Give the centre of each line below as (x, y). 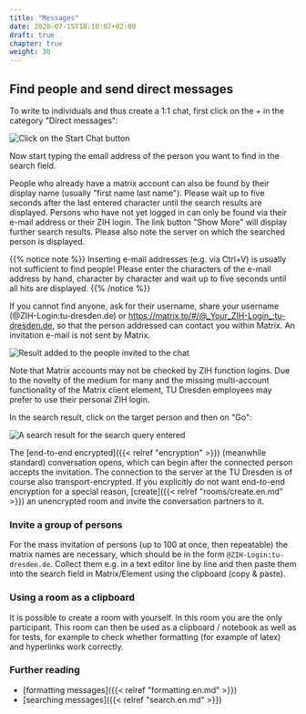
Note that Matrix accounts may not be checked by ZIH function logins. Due (150, 370)
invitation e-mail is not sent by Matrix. (80, 335)
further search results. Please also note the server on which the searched (147, 231)
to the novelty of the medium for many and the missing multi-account (139, 380)
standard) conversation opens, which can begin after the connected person (151, 462)
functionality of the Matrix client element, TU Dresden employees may (141, 390)
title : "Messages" (44, 18)
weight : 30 (30, 52)
